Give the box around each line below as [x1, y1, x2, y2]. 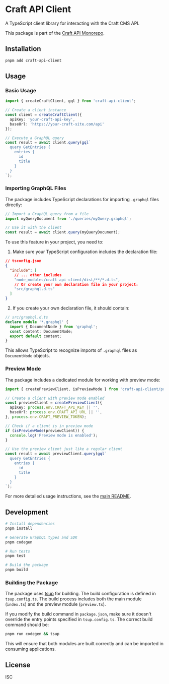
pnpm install [5, 526, 33, 531]
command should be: [5, 621, 49, 628]
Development [5, 508, 49, 516]
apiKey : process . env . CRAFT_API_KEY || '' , [10, 405, 100, 410]
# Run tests [5, 548, 30, 554]
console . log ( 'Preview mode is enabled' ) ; [10, 432, 98, 438]
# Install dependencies [5, 521, 55, 526]
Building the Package [5, 579, 58, 586]
